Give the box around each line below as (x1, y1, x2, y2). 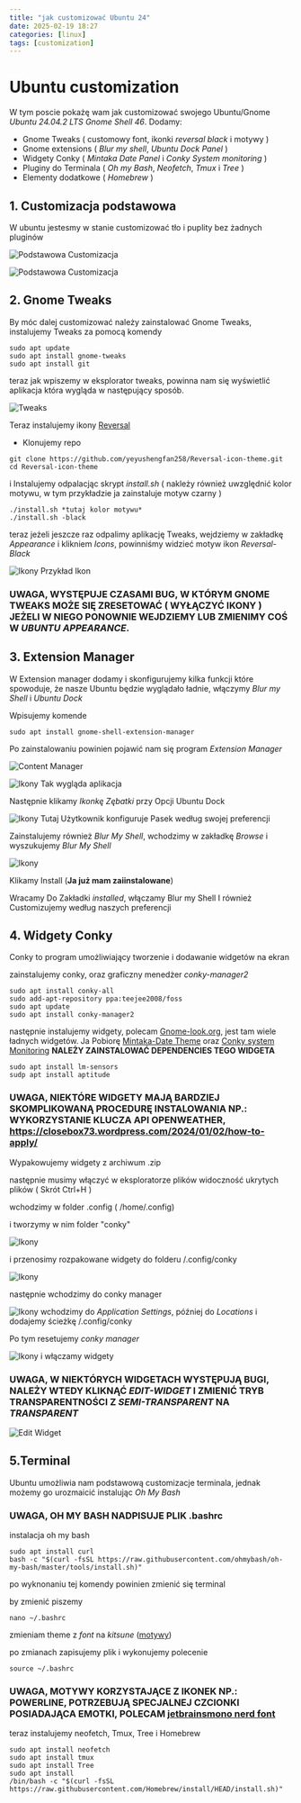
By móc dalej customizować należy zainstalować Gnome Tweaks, (9, 316, 252, 327)
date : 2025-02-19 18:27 (9, 22, 99, 31)
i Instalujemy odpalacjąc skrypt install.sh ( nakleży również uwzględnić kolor (9, 478, 292, 489)
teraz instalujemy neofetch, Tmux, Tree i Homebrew (9, 1728, 200, 1739)
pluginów (9, 231, 44, 242)
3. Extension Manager (9, 649, 135, 665)
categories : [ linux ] (9, 30, 87, 39)
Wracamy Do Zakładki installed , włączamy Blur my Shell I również (9, 892, 252, 903)
